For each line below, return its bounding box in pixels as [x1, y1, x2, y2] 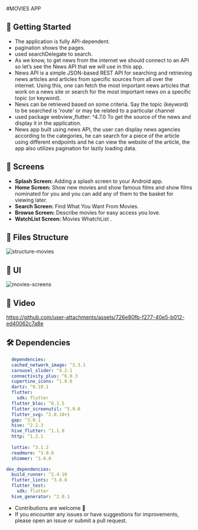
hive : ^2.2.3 [11, 422, 44, 428]
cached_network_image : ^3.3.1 [11, 362, 86, 368]
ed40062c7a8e [6, 320, 44, 327]
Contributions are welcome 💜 [14, 504, 86, 511]
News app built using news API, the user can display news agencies [14, 125, 181, 132]
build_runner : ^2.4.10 [11, 471, 67, 478]
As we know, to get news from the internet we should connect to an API [14, 56, 189, 64]
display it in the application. [14, 119, 82, 127]
